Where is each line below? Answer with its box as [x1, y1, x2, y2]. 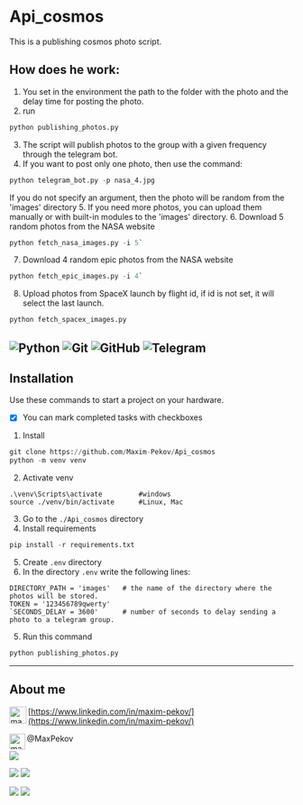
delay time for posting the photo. [22, 96, 144, 106]
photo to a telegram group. [9, 616, 115, 625]
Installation [9, 370, 74, 386]
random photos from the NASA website [9, 221, 155, 232]
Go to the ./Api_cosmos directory [22, 514, 144, 525]
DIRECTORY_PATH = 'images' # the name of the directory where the [9, 584, 272, 593]
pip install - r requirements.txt [9, 541, 135, 550]
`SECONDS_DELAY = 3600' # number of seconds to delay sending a [9, 608, 277, 617]
